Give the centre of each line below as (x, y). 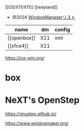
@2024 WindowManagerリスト (44, 17)
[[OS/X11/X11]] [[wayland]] (31, 7)
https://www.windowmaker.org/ (37, 123)
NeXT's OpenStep (42, 100)
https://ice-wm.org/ (25, 58)
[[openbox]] (21, 38)
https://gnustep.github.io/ (31, 114)
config (62, 30)
